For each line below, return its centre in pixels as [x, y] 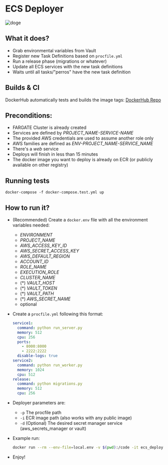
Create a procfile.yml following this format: [58, 314]
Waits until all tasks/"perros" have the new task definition [71, 72]
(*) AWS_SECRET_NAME [45, 299]
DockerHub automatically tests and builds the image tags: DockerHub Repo [83, 100]
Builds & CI [22, 88]
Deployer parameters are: [39, 403]
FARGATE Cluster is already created [49, 128]
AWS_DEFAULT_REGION [45, 256]
